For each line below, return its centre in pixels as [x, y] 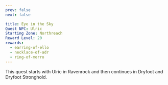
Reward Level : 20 [24, 38]
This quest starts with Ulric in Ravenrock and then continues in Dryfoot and [84, 71]
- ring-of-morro [27, 57]
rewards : [15, 43]
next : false [18, 15]
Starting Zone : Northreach [34, 34]
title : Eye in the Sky [29, 24]
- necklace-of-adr [30, 52]
